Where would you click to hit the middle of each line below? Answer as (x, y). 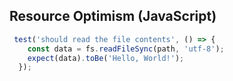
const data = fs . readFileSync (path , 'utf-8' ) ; (126, 49)
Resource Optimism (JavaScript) (113, 16)
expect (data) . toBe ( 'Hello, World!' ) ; (106, 58)
